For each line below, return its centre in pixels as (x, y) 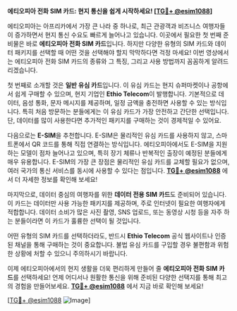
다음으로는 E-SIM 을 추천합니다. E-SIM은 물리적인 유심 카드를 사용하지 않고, (111, 135)
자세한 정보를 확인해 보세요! (60, 179)
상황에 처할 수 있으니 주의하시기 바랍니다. (71, 254)
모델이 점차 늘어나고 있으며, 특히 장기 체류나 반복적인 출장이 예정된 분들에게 (124, 153)
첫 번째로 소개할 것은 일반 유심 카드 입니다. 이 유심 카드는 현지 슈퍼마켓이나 (109, 85)
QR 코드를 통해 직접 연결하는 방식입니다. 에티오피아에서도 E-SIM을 (123, 144)
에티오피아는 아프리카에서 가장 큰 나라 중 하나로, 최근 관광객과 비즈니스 (104, 26)
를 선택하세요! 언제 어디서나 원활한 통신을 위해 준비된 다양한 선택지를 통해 (114, 277)
